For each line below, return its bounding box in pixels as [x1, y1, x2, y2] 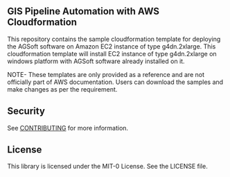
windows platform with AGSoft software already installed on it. [7, 57, 185, 65]
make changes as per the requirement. [7, 85, 118, 93]
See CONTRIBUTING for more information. [7, 124, 129, 132]
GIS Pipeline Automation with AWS [7, 6, 160, 17]
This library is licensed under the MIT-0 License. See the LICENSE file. [7, 162, 208, 171]
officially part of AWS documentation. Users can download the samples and [7, 78, 224, 86]
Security [7, 106, 45, 117]
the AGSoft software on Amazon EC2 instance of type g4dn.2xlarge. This [7, 42, 216, 51]
